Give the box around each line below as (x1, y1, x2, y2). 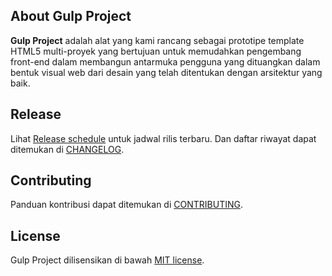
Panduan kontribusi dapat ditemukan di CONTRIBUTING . (10, 199, 243, 211)
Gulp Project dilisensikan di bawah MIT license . (10, 254, 205, 266)
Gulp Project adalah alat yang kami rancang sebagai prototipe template (10, 34, 305, 46)
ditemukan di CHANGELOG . (10, 143, 125, 155)
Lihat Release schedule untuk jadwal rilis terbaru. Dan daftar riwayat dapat (10, 132, 317, 144)
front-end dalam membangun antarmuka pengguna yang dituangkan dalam (10, 55, 321, 68)
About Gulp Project (10, 8, 132, 25)
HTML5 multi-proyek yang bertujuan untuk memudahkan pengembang (10, 45, 302, 57)
